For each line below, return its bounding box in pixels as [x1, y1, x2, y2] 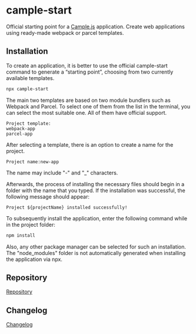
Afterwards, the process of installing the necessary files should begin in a [6, 180, 185, 187]
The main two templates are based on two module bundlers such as [6, 97, 171, 104]
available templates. [6, 74, 55, 81]
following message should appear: [6, 193, 90, 200]
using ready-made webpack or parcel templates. [6, 29, 124, 36]
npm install [6, 232, 35, 239]
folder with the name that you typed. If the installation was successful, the [6, 187, 185, 194]
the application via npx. [6, 256, 63, 263]
